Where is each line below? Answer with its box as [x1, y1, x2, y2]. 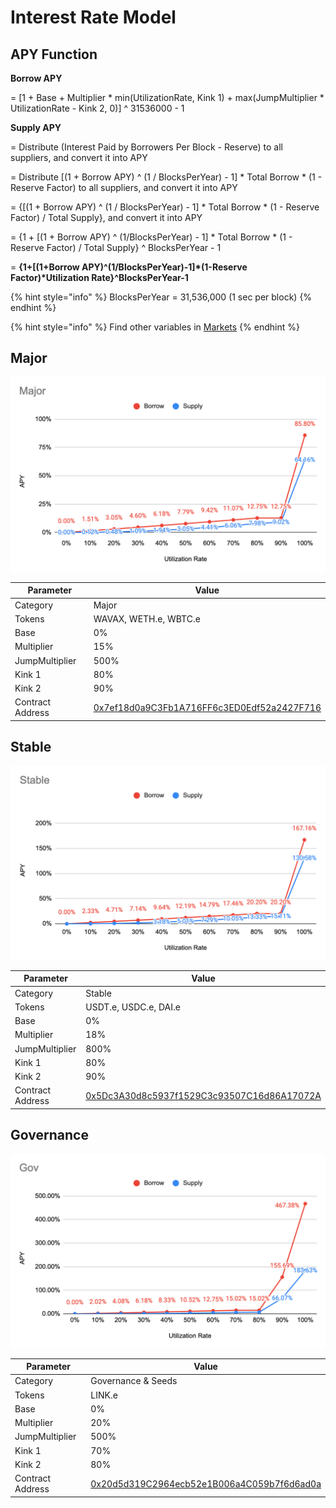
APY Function [10, 46, 98, 63]
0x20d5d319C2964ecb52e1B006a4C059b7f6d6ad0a [90, 1477, 322, 1490]
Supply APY [10, 122, 62, 133]
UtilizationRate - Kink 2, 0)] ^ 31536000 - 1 [10, 102, 185, 114]
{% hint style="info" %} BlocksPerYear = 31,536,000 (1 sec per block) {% [10, 291, 313, 303]
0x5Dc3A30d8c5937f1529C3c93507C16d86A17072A [85, 1089, 322, 1101]
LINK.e [90, 1389, 118, 1401]
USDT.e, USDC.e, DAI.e [85, 1001, 181, 1013]
